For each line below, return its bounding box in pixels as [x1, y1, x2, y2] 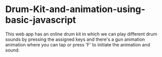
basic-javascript [5, 14, 76, 26]
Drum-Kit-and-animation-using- [5, 4, 146, 15]
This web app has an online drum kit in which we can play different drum [5, 31, 157, 37]
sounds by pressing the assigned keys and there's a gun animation [5, 36, 145, 42]
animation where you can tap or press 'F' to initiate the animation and [5, 41, 150, 47]
